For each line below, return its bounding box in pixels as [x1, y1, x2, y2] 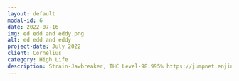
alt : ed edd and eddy [7, 37, 72, 44]
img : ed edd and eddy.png [7, 30, 84, 37]
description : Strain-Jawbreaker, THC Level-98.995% [7, 63, 164, 70]
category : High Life [7, 56, 69, 63]
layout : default [7, 10, 55, 18]
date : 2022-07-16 [7, 23, 59, 30]
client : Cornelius [7, 50, 62, 57]
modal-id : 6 [7, 17, 43, 24]
